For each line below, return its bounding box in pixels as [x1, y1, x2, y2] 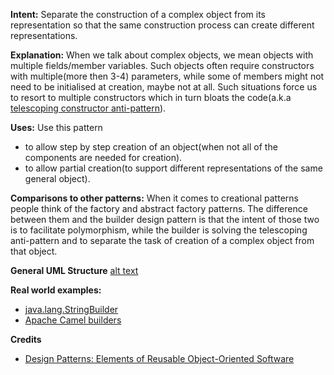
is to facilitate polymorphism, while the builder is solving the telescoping [10, 224, 308, 236]
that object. [10, 245, 58, 257]
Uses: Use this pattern [10, 122, 103, 133]
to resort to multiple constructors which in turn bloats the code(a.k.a [10, 92, 292, 103]
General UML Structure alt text [10, 265, 139, 276]
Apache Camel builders [24, 314, 122, 326]
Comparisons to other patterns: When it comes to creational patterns [10, 192, 299, 204]
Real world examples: [10, 284, 102, 296]
